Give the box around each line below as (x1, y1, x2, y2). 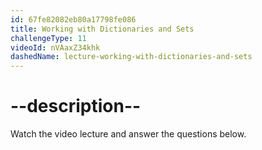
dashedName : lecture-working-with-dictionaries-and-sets (10, 52, 253, 62)
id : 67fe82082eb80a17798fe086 (10, 14, 137, 25)
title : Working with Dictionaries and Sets (10, 24, 195, 34)
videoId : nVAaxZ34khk (10, 42, 101, 53)
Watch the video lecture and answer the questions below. (10, 128, 247, 140)
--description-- (10, 95, 142, 118)
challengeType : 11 (10, 33, 87, 43)
